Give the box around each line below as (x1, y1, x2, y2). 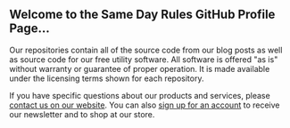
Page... (9, 21, 51, 36)
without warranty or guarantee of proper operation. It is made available (9, 63, 270, 74)
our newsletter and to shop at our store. (9, 108, 155, 119)
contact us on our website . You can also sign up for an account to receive (9, 100, 280, 110)
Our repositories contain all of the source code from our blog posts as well (9, 44, 283, 55)
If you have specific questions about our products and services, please (9, 90, 270, 100)
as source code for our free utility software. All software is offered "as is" (9, 53, 278, 65)
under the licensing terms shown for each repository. (9, 73, 204, 84)
